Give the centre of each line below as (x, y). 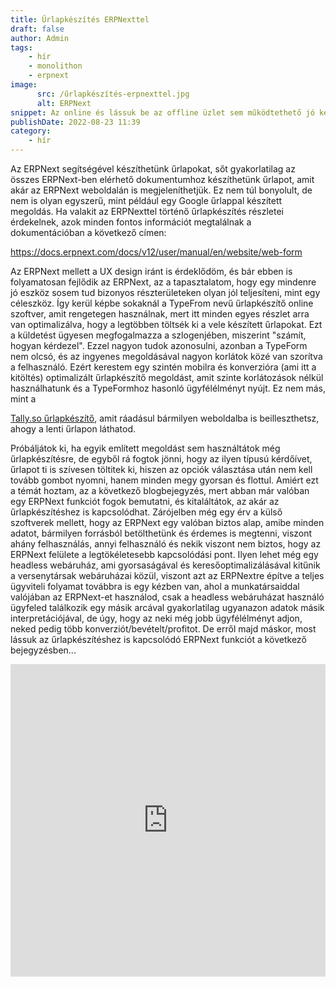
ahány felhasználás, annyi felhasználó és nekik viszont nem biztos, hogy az (166, 544)
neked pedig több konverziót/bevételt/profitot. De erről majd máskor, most (163, 629)
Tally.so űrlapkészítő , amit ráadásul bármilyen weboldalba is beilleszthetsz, (165, 418)
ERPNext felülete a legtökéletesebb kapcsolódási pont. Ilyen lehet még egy (164, 554)
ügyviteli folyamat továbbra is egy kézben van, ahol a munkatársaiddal (155, 586)
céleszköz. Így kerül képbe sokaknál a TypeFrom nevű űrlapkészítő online (162, 303)
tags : (21, 47)
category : (31, 131)
